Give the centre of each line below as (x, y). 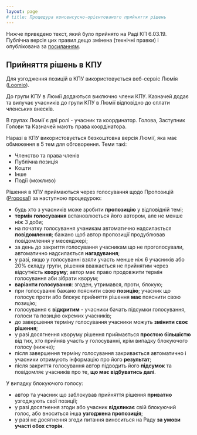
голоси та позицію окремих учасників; (63, 316)
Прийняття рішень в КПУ (54, 64)
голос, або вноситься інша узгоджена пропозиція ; (79, 414)
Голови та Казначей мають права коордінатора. (67, 126)
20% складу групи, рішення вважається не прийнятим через (91, 266)
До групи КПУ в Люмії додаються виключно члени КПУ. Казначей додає (98, 96)
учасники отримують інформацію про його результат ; (83, 360)
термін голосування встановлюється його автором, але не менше (98, 216)
